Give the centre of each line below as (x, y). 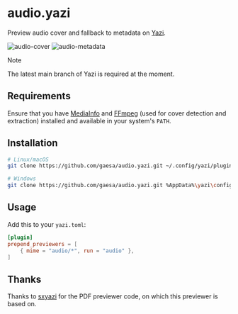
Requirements (39, 96)
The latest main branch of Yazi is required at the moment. (91, 74)
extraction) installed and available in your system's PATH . (89, 120)
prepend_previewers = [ (42, 244)
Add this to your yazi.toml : (47, 224)
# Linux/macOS (28, 159)
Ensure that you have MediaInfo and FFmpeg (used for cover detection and (117, 113)
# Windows (22, 179)
